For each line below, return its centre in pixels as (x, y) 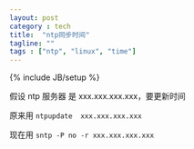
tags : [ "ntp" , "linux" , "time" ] (73, 52)
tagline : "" (32, 43)
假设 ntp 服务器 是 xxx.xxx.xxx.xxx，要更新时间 (97, 96)
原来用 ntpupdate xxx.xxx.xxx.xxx (76, 115)
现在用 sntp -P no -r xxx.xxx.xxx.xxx (82, 135)
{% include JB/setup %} (55, 77)
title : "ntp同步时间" (50, 35)
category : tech (40, 26)
